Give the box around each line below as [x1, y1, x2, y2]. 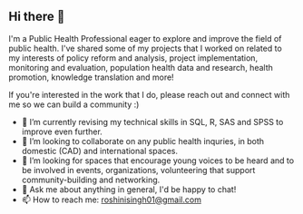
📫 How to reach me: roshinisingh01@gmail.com [21, 194, 201, 205]
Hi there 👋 [8, 9, 65, 24]
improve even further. [21, 126, 103, 137]
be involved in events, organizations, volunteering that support [21, 164, 256, 175]
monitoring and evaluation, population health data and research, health [8, 62, 274, 73]
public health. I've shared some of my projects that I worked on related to [8, 43, 282, 53]
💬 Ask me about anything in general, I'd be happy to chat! [21, 183, 237, 195]
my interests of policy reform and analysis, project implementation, [8, 52, 259, 63]
